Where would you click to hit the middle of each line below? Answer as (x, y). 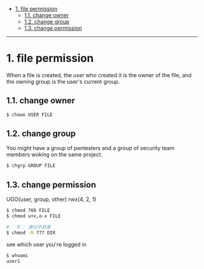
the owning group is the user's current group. (63, 81)
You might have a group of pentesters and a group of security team (90, 148)
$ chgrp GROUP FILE (31, 166)
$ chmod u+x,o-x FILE (34, 216)
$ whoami (17, 255)
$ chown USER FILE (29, 115)
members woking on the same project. (54, 155)
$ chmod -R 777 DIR (31, 233)
